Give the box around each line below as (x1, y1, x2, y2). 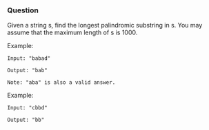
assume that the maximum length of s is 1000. (7, 28, 138, 36)
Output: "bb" (7, 116, 45, 124)
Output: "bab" (7, 67, 48, 74)
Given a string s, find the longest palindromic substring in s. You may (7, 21, 203, 30)
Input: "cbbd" (7, 105, 48, 111)
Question (7, 6, 39, 15)
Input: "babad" (7, 55, 51, 62)
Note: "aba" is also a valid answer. (7, 79, 116, 86)
